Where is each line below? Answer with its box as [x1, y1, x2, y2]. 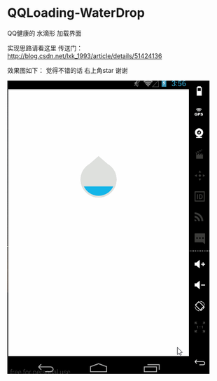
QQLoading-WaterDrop [7, 5, 145, 21]
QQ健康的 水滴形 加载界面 [7, 29, 82, 37]
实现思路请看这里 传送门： [7, 43, 83, 52]
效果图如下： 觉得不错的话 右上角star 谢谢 [7, 66, 128, 74]
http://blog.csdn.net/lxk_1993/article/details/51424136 [7, 51, 162, 60]
